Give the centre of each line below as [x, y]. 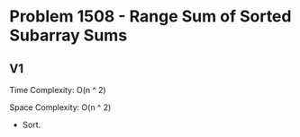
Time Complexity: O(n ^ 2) [58, 90]
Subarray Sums [68, 35]
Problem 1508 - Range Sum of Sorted [150, 17]
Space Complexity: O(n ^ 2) [60, 107]
